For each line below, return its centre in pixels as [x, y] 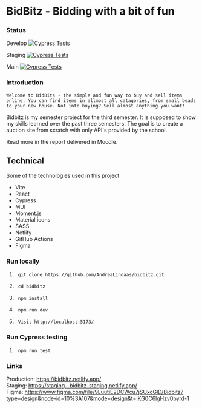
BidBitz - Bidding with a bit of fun [91, 11]
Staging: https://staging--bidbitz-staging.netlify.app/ [72, 386]
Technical [25, 161]
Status [16, 30]
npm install [33, 298]
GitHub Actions [34, 239]
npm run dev [33, 310]
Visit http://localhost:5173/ [56, 322]
